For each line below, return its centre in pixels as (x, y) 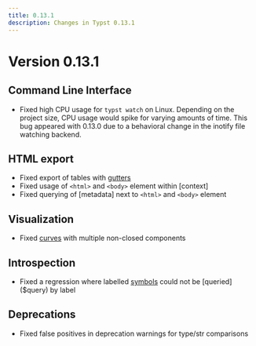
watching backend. (50, 134)
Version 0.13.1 (54, 62)
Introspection (42, 262)
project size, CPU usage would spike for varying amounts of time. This (133, 118)
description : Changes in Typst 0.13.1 (71, 23)
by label (63, 290)
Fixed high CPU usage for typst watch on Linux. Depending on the (127, 109)
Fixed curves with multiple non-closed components (102, 238)
